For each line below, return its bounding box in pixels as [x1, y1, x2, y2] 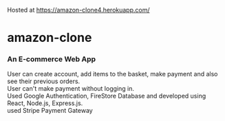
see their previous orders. [7, 77, 81, 85]
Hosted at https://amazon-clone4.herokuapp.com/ [7, 6, 150, 14]
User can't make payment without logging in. [7, 85, 134, 93]
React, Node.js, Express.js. [7, 99, 83, 107]
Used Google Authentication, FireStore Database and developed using [7, 92, 206, 100]
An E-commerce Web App [7, 54, 96, 64]
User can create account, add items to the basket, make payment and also [7, 70, 218, 78]
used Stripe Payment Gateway [7, 107, 93, 115]
